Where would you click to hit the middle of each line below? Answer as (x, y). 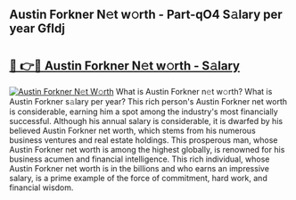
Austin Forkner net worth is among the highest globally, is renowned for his (147, 150)
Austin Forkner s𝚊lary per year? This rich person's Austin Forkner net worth (148, 101)
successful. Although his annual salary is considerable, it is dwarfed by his (146, 121)
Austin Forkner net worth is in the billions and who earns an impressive (140, 168)
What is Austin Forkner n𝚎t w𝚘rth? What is (194, 92)
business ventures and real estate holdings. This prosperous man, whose (144, 140)
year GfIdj (37, 29)
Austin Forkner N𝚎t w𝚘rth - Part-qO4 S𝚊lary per (146, 15)
